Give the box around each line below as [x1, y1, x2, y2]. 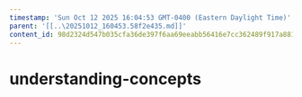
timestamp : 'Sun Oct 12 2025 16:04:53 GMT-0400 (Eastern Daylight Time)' [9, 13, 292, 22]
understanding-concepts [9, 68, 202, 89]
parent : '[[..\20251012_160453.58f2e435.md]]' [9, 22, 187, 31]
